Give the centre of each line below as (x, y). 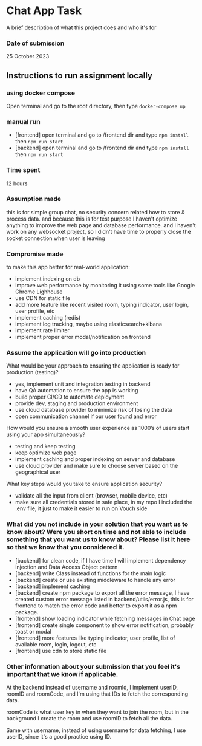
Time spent (23, 170)
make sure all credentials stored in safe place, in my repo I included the (104, 502)
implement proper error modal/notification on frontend (83, 337)
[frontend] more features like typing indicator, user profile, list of (95, 638)
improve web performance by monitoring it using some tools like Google (105, 286)
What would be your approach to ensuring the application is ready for (93, 366)
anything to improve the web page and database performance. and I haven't (101, 225)
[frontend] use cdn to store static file (61, 651)
